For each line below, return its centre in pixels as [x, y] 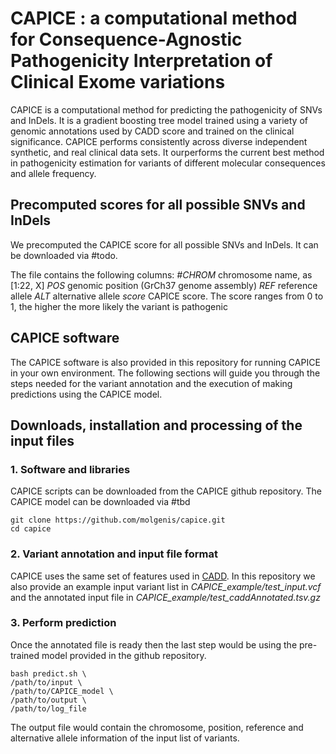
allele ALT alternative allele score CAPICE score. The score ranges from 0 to [167, 296]
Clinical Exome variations [118, 82]
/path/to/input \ [46, 682]
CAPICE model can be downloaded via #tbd [100, 502]
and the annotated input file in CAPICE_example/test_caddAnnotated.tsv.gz [165, 597]
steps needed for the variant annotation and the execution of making [151, 383]
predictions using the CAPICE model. [86, 394]
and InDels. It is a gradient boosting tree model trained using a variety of [159, 120]
